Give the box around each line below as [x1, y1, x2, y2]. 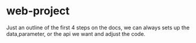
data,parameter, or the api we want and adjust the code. [6, 30, 146, 37]
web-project [6, 4, 70, 18]
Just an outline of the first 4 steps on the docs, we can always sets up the [6, 24, 190, 31]
